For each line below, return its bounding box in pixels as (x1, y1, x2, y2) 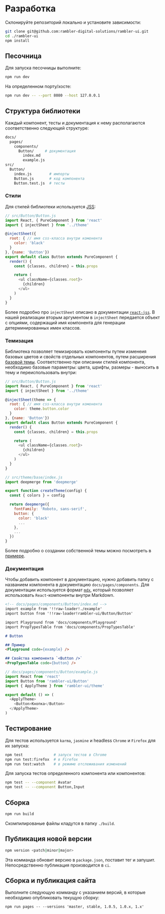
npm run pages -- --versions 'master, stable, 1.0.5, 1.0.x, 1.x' (5, 904, 144, 910)
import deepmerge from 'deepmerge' (5, 480, 78, 484)
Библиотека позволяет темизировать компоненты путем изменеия (5, 348, 147, 354)
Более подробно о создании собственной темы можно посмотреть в (5, 548, 152, 554)
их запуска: (5, 743, 30, 749)
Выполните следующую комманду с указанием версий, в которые (5, 889, 146, 896)
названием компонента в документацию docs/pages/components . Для (5, 582, 149, 588)
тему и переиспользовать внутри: (5, 369, 77, 375)
